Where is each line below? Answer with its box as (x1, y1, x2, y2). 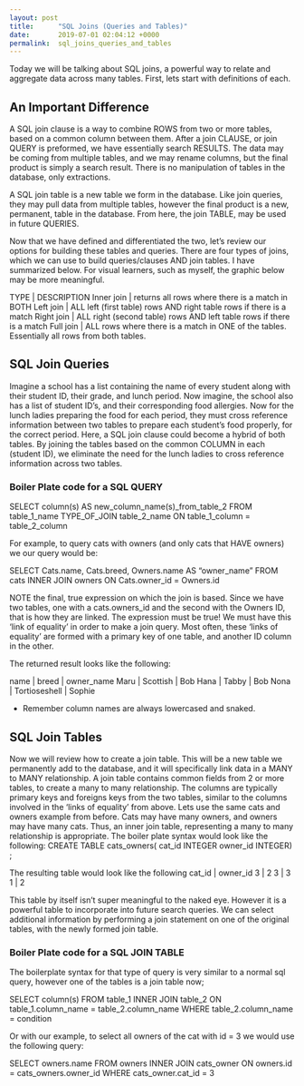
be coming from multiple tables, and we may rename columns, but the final (9, 152, 289, 163)
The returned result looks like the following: (9, 659, 172, 670)
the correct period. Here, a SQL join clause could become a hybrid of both (9, 428, 286, 440)
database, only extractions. (9, 171, 111, 182)
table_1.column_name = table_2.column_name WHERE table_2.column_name (9, 1003, 294, 1014)
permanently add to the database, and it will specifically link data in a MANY (9, 763, 293, 774)
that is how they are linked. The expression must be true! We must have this (9, 611, 292, 622)
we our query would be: (9, 548, 99, 559)
